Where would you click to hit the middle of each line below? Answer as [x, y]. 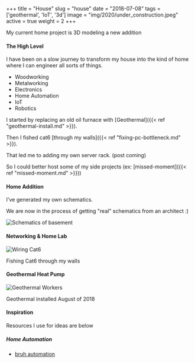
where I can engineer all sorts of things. [54, 66]
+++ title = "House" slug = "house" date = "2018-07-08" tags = [83, 9]
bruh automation [35, 354]
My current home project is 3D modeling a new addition [74, 33]
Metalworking [31, 83]
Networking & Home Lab [37, 236]
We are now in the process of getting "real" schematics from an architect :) [97, 211]
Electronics [28, 90]
